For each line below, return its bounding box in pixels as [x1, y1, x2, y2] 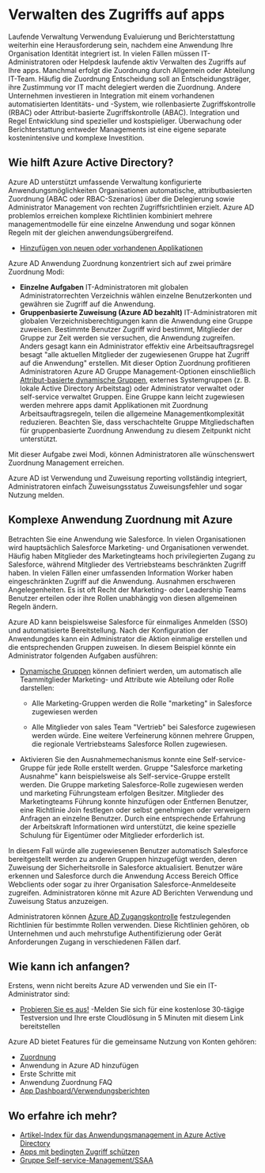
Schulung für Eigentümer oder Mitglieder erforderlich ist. [19, 830, 205, 840]
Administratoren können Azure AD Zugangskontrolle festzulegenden [8, 911, 231, 921]
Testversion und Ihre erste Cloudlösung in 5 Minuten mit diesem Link [19, 1013, 244, 1023]
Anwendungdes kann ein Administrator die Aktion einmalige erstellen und [8, 633, 248, 644]
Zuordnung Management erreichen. [8, 458, 125, 467]
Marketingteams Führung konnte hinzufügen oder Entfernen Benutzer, [19, 796, 249, 806]
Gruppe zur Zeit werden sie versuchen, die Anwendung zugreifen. [19, 333, 236, 342]
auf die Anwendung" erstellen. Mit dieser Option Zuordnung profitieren [19, 358, 251, 367]
